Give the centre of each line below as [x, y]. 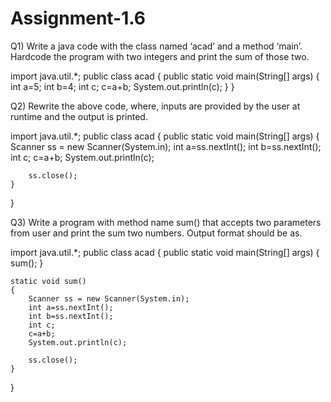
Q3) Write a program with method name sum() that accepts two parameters [166, 222]
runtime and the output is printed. [79, 116]
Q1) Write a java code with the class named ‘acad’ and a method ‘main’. [156, 46]
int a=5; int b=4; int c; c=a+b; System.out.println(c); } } [122, 86]
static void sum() [48, 281]
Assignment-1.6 [78, 18]
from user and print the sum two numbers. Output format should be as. [156, 233]
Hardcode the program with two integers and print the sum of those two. [160, 56]
